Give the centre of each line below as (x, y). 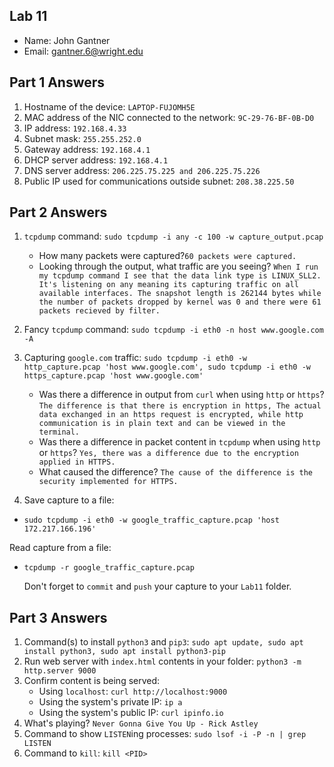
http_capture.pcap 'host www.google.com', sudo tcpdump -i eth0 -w (167, 367)
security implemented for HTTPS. (108, 482)
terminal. (59, 432)
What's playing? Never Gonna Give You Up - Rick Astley (141, 723)
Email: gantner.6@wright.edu (83, 51)
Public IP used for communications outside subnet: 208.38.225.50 (159, 181)
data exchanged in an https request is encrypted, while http (171, 415)
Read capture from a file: (60, 548)
